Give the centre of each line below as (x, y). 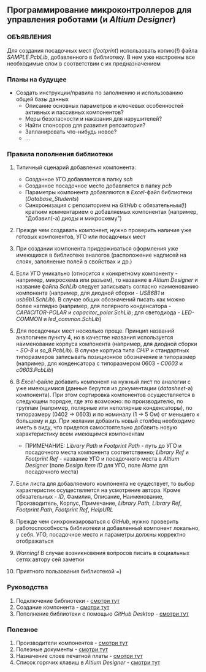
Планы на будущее (37, 79)
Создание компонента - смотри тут (63, 607)
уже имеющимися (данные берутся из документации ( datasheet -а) (104, 388)
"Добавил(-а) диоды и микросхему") (73, 218)
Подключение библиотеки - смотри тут (68, 600)
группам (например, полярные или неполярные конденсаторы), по (104, 408)
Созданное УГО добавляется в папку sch (79, 179)
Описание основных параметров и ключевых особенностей (104, 105)
